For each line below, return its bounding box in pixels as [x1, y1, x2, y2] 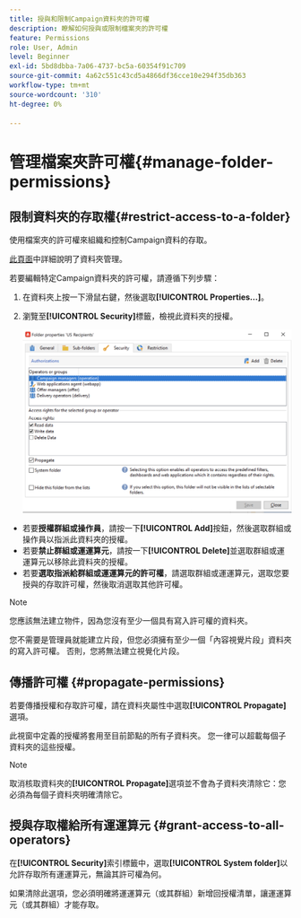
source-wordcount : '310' [9, 90, 102, 99]
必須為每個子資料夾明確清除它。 [9, 790, 127, 800]
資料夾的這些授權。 [9, 741, 81, 753]
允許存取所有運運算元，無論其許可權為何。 [9, 869, 167, 879]
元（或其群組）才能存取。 [9, 898, 104, 910]
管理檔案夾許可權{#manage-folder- [9, 152, 274, 172]
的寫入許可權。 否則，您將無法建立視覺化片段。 [9, 646, 185, 657]
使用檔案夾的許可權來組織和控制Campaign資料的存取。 [9, 234, 212, 246]
